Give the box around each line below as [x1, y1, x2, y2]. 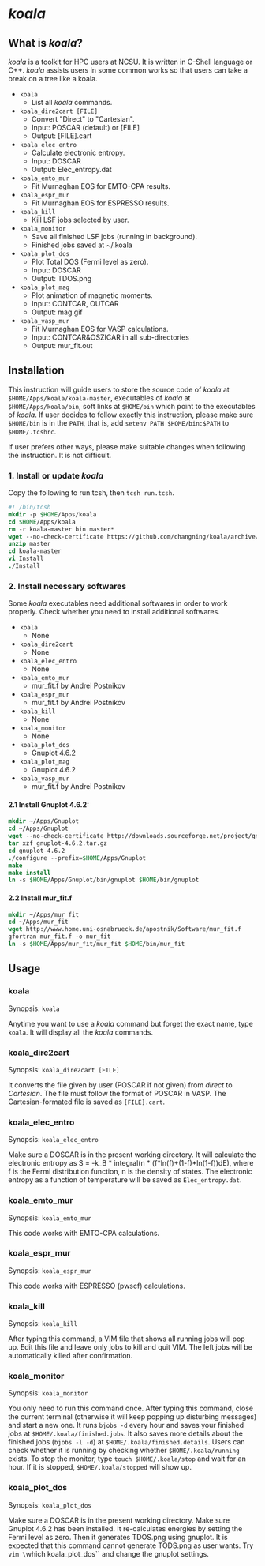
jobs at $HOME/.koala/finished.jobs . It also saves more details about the [8, 1429, 243, 1438]
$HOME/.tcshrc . [8, 426, 57, 436]
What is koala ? [8, 36, 83, 50]
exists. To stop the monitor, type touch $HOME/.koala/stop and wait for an [8, 1454, 246, 1463]
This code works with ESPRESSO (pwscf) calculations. [8, 1281, 185, 1290]
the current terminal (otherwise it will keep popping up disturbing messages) [8, 1412, 257, 1421]
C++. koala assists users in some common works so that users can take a [8, 66, 248, 75]
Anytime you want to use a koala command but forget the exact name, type [8, 1019, 254, 1028]
